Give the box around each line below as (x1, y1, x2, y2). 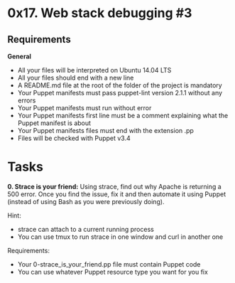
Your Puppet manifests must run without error (17, 104, 152, 112)
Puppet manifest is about (17, 119, 91, 127)
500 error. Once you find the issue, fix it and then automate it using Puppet (7, 190, 226, 198)
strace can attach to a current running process (17, 225, 154, 233)
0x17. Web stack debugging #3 (7, 5, 192, 21)
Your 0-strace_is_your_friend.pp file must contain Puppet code (17, 260, 201, 268)
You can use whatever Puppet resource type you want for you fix (17, 267, 208, 276)
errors (17, 96, 36, 105)
